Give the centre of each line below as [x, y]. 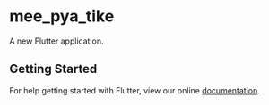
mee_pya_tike [62, 16]
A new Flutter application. [56, 41]
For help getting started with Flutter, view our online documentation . [134, 90]
